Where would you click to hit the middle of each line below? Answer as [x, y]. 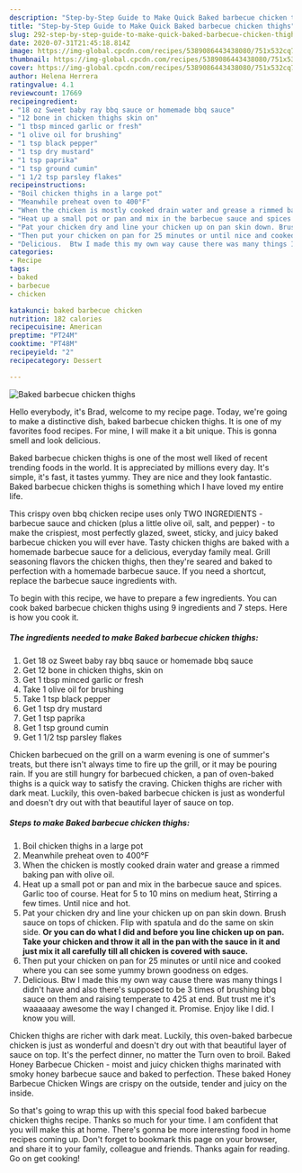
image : [22, 51]
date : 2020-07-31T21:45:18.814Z [70, 43]
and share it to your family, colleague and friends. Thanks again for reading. [150, 1149]
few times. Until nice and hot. [76, 903]
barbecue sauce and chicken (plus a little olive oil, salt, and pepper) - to [142, 523]
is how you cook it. [44, 617]
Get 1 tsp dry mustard [62, 708]
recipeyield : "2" [42, 352]
